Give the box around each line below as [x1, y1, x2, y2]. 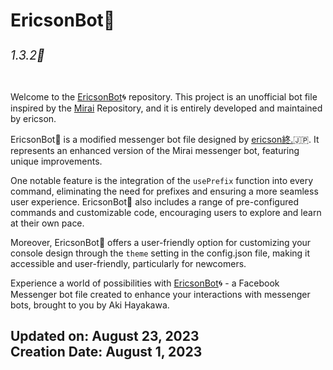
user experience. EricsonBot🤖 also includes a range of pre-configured [10, 195, 300, 208]
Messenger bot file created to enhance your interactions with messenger [10, 288, 311, 300]
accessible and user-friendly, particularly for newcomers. [10, 257, 247, 269]
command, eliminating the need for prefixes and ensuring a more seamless [10, 185, 319, 197]
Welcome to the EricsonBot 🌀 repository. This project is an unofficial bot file [10, 90, 318, 103]
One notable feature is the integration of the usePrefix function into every [10, 174, 314, 186]
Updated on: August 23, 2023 [10, 328, 200, 345]
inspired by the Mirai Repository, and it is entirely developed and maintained [10, 102, 323, 114]
